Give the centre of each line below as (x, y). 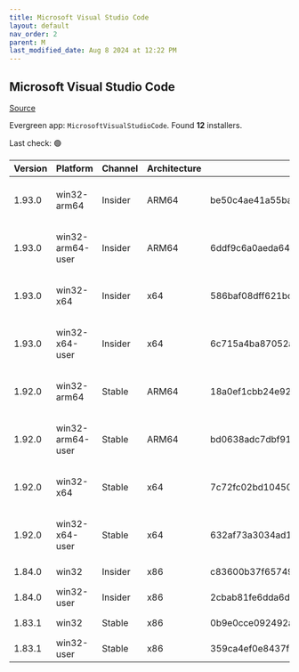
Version (31, 168)
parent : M (28, 42)
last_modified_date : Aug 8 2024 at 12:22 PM (93, 51)
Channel (120, 168)
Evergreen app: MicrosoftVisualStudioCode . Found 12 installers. (126, 125)
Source (22, 108)
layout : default (39, 26)
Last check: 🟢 (36, 142)
